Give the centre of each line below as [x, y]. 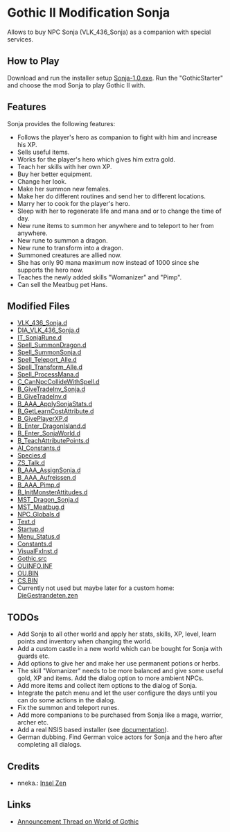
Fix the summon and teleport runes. [68, 708]
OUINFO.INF [35, 566]
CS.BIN [27, 581]
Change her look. [42, 181]
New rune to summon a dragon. [62, 240]
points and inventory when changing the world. [85, 641]
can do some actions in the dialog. [66, 700]
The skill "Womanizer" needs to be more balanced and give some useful [120, 671]
